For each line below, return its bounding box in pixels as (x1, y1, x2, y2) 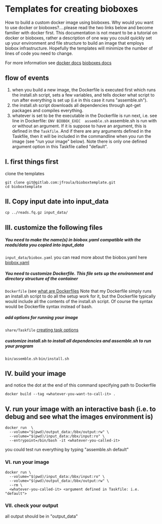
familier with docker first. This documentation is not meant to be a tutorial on (5, 30, 158, 35)
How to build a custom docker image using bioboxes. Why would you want (5, 19, 154, 25)
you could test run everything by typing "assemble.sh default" (5, 447, 129, 453)
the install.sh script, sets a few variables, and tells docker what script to (12, 92, 155, 98)
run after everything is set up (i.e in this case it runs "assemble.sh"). (12, 97, 148, 103)
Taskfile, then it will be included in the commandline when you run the (12, 133, 151, 139)
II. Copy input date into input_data (5, 197, 109, 205)
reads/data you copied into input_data (5, 242, 84, 248)
